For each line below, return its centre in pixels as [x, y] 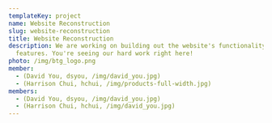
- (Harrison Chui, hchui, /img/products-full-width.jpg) [114, 83]
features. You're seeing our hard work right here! [105, 53]
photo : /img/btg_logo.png [52, 61]
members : [23, 91]
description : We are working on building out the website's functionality [137, 46]
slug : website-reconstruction [59, 31]
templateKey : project [45, 16]
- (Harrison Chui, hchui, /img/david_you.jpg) [96, 106]
